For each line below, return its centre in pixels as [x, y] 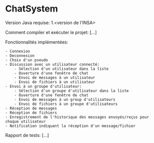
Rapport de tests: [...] [27, 135]
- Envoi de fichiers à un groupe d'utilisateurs [66, 104]
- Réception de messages [31, 108]
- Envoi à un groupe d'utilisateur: [43, 86]
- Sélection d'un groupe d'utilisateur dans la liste [71, 91]
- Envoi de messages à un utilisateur [55, 78]
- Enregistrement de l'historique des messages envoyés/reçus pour [77, 117]
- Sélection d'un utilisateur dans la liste [61, 69]
